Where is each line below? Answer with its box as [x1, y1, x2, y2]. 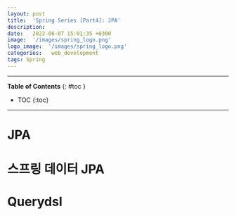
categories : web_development [7, 50, 99, 57]
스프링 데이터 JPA [7, 161, 105, 177]
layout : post [7, 10, 46, 18]
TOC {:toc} [17, 96, 49, 104]
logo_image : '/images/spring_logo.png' [7, 43, 128, 50]
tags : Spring [7, 56, 46, 63]
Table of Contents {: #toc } [7, 82, 86, 90]
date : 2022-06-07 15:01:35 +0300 [7, 30, 112, 37]
